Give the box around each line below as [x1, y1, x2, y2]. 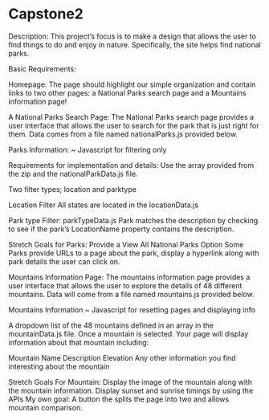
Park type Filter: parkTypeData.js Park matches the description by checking [8, 215, 259, 225]
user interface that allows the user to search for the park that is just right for [8, 120, 259, 130]
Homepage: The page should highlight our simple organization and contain [8, 80, 256, 89]
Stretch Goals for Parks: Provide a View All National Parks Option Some [8, 239, 244, 249]
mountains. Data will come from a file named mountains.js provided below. [8, 289, 255, 299]
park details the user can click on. [8, 256, 120, 266]
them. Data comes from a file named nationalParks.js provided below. [8, 129, 238, 139]
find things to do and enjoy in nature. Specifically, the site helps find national [8, 39, 261, 49]
